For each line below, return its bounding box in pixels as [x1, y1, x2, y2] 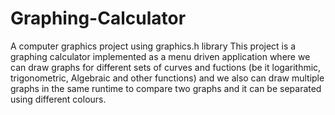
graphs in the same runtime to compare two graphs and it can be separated [10, 82, 322, 94]
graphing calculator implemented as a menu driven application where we [10, 50, 311, 62]
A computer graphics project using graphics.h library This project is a [10, 40, 297, 52]
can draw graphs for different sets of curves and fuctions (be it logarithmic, [10, 61, 322, 73]
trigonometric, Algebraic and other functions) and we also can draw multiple [10, 72, 325, 84]
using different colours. [10, 93, 107, 105]
